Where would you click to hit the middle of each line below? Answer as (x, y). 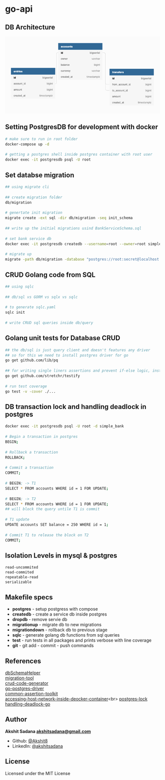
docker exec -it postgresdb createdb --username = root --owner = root (76, 244)
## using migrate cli (27, 187)
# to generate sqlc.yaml (30, 307)
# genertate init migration (34, 213)
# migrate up (18, 254)
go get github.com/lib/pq (31, 360)
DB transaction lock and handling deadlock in (76, 407)
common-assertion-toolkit (31, 694)
